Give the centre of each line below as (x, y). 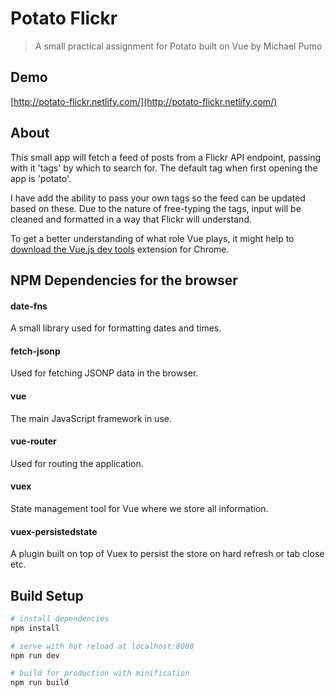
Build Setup (47, 595)
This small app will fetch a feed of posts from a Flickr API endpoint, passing (166, 157)
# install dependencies (60, 618)
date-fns (29, 306)
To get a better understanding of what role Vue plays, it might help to (152, 238)
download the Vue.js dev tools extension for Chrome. (120, 249)
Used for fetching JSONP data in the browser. (104, 373)
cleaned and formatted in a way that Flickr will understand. (131, 219)
